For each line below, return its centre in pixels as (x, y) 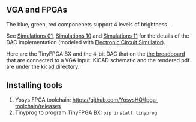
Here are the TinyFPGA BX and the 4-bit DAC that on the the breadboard (96, 54)
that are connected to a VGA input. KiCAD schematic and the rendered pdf (98, 60)
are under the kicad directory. (43, 66)
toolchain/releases (38, 106)
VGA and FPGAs (37, 10)
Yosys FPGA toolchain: (43, 100)
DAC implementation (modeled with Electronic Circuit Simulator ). (86, 42)
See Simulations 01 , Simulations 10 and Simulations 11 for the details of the (98, 36)
